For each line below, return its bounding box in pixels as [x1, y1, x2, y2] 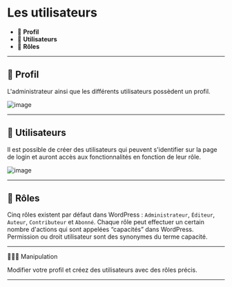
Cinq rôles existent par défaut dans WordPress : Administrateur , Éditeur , [7, 210, 215, 219]
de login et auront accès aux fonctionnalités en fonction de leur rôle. [7, 152, 202, 161]
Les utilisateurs [7, 5, 98, 21]
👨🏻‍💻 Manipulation [7, 253, 58, 261]
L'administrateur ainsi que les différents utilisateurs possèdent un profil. [7, 87, 211, 95]
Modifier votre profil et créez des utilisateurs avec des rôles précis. [7, 266, 198, 274]
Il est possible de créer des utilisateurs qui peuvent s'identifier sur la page [7, 145, 217, 153]
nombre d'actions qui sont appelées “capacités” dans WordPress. [7, 226, 194, 234]
